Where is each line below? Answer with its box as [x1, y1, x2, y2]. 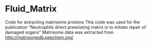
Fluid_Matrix [5, 3, 57, 14]
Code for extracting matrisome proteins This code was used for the [5, 19, 140, 25]
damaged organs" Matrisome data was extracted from [5, 29, 114, 35]
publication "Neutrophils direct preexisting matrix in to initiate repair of [5, 24, 146, 30]
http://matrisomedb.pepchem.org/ [5, 34, 74, 40]
